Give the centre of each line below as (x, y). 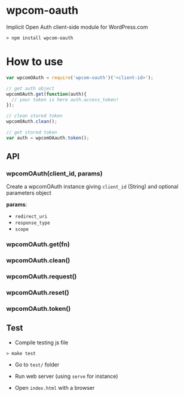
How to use (35, 62)
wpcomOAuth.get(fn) (38, 244)
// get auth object (30, 88)
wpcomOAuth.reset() (38, 293)
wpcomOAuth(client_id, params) (54, 174)
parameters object (29, 193)
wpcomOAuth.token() (39, 309)
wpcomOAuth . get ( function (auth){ (46, 94)
